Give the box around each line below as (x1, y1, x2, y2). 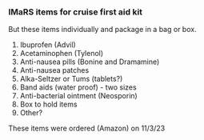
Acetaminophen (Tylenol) (19, 49, 104, 58)
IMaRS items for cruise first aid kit (8, 6, 142, 18)
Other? (19, 108, 42, 118)
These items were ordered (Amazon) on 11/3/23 (8, 123, 166, 134)
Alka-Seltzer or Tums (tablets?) (19, 74, 123, 84)
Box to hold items (19, 99, 78, 110)
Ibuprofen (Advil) (19, 40, 76, 50)
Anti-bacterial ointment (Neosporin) (19, 91, 138, 101)
